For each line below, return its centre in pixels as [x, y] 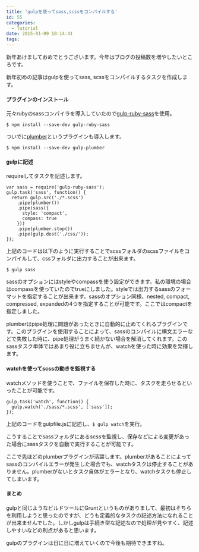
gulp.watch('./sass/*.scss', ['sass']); [62, 407]
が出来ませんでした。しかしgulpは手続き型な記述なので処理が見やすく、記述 [100, 523]
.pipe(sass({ [33, 208]
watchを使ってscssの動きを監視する [51, 368]
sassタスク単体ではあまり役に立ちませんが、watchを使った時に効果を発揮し [100, 346]
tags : [13, 39]
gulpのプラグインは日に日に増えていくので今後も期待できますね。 [87, 542]
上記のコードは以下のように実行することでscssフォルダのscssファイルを [95, 251]
